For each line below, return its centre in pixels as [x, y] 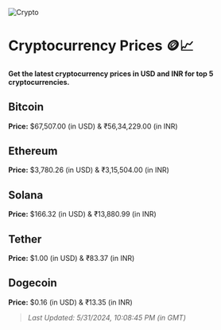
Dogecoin [33, 283]
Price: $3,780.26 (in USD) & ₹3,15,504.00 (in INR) [89, 170]
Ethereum [33, 151]
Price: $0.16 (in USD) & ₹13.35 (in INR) [70, 302]
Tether [25, 239]
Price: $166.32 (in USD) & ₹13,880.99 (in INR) [82, 214]
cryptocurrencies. [39, 82]
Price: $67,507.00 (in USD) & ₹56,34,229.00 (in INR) [93, 126]
